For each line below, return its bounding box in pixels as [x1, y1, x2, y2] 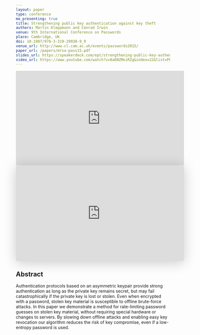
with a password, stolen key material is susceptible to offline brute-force [16, 299, 161, 305]
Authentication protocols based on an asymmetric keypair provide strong [16, 283, 163, 289]
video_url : [16, 57, 38, 62]
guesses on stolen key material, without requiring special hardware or [16, 309, 156, 315]
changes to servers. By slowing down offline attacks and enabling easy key [16, 314, 168, 320]
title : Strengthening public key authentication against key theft [16, 21, 156, 26]
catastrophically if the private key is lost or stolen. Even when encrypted [16, 293, 161, 299]
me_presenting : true [16, 16, 58, 21]
